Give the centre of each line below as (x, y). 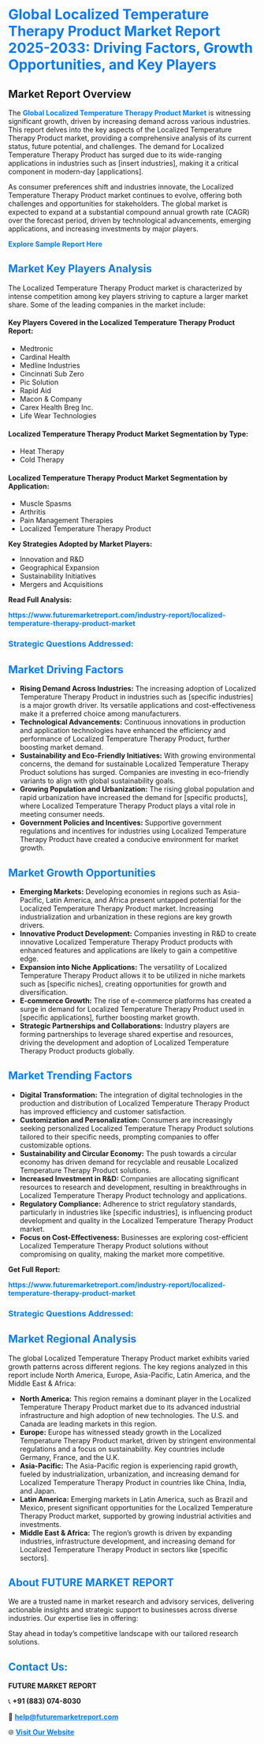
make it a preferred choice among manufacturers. (100, 714)
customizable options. (56, 1145)
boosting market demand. (61, 747)
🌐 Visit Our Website (41, 1732)
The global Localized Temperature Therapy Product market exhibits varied (129, 1358)
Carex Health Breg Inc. (56, 407)
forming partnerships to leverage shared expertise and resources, (126, 1034)
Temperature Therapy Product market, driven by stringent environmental (138, 1440)
